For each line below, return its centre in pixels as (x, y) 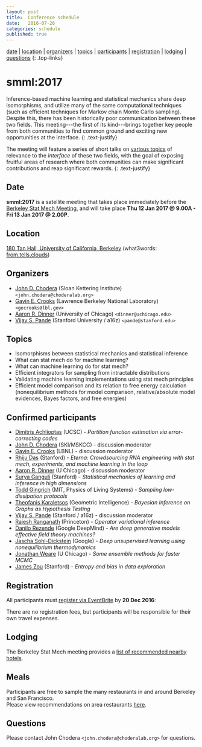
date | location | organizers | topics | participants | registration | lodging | (96, 51)
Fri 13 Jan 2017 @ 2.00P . (38, 214)
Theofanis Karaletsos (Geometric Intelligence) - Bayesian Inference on (103, 503)
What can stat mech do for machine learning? (71, 360)
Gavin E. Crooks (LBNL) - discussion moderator (74, 451)
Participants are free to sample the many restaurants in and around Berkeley (101, 691)
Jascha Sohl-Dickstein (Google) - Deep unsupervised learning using (100, 541)
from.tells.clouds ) (28, 255)
